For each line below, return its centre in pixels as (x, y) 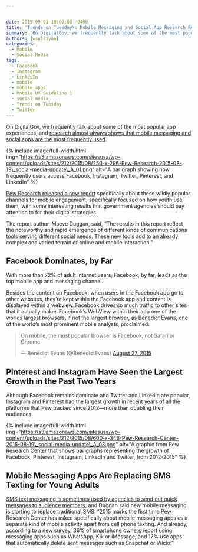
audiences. (20, 414)
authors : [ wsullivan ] (33, 38)
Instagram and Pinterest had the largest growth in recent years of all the (93, 401)
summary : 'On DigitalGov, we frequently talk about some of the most (93, 33)
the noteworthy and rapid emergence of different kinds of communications (97, 230)
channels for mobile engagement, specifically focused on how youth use (94, 200)
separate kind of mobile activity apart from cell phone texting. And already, (97, 524)
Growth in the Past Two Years (61, 381)
